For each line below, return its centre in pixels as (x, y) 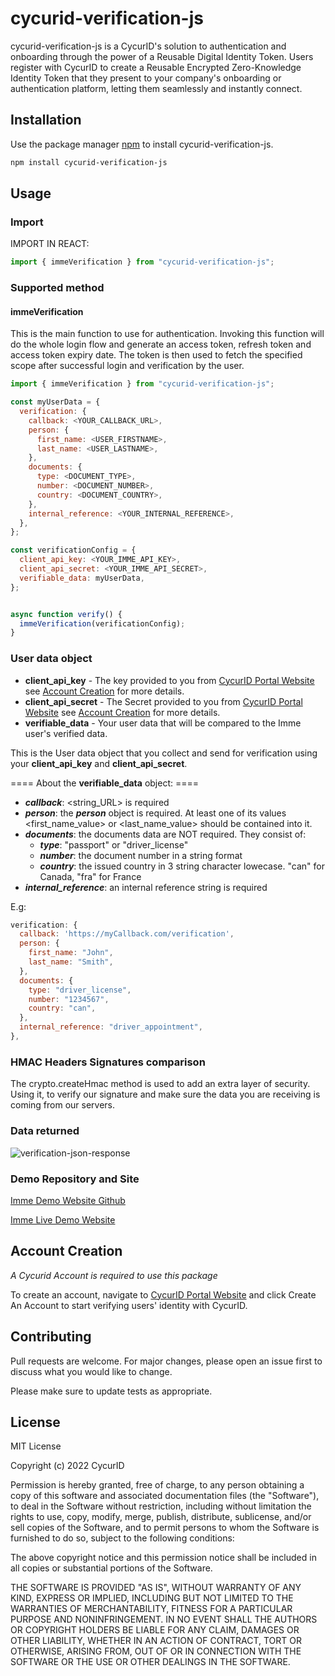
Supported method (57, 288)
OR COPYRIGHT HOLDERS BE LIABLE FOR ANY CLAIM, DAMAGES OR (155, 1630)
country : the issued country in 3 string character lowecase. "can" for (182, 866)
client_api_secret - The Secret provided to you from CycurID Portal (163, 701)
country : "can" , (62, 1008)
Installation (46, 120)
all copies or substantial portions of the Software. (111, 1568)
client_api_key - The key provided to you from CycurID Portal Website (169, 680)
